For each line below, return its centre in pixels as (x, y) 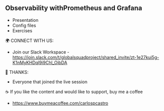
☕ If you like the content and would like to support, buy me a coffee (74, 92)
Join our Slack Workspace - (41, 52)
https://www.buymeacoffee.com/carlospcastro (60, 103)
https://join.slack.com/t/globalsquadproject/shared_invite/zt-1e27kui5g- (86, 57)
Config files (24, 25)
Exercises (22, 30)
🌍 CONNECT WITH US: (29, 40)
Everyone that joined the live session (50, 82)
